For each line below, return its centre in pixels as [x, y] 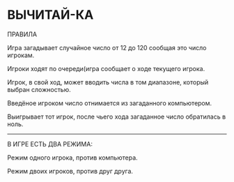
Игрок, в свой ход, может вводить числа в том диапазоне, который [108, 82]
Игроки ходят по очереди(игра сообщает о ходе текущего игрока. [106, 68]
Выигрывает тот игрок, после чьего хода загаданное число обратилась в [117, 116]
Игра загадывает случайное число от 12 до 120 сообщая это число [107, 47]
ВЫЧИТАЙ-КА [50, 15]
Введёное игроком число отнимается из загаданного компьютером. [110, 103]
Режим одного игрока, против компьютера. [72, 158]
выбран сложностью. [39, 89]
